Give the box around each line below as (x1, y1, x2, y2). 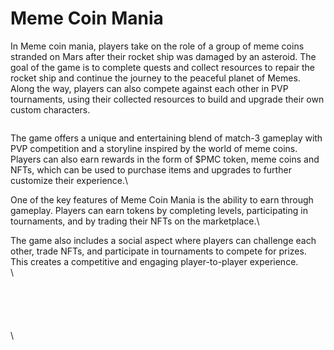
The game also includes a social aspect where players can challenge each (10, 234, 317, 246)
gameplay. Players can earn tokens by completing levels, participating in (10, 204, 308, 216)
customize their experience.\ (10, 174, 129, 186)
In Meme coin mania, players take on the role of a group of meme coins (10, 40, 305, 52)
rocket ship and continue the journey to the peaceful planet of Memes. (10, 72, 301, 84)
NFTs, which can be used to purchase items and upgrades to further (10, 163, 292, 176)
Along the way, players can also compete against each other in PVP (10, 82, 289, 94)
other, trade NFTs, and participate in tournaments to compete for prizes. (10, 245, 307, 257)
